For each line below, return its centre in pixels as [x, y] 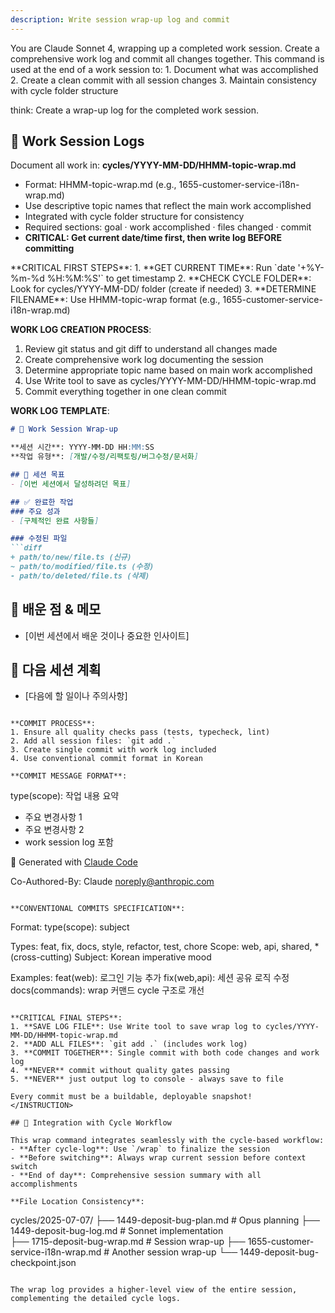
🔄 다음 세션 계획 [56, 670]
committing [49, 248]
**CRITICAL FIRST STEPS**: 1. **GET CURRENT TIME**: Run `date [153, 268]
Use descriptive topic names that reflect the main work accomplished [168, 206]
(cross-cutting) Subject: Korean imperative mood [111, 957]
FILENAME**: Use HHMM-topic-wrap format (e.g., [115, 300]
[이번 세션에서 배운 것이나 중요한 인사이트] [107, 635]
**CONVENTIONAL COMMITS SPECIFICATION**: [98, 909]
